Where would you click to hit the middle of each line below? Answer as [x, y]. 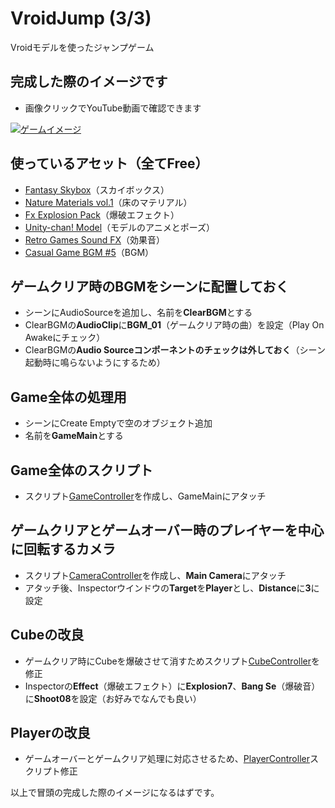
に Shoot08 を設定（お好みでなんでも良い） [113, 698]
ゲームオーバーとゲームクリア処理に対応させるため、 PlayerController [167, 759]
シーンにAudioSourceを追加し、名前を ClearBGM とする [138, 313]
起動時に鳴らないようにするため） [95, 363]
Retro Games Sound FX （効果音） [95, 239]
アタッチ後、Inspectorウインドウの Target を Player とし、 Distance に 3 [168, 588]
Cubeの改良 [47, 635]
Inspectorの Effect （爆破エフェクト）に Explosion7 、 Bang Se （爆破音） [172, 686]
